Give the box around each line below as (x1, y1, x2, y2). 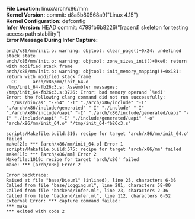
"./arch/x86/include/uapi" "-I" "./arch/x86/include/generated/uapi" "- (6, 110, 190, 116)
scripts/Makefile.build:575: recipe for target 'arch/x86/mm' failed (6, 146, 182, 152)
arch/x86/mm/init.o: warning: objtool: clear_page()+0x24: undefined (6, 48, 182, 54)
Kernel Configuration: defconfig (6, 18, 86, 24)
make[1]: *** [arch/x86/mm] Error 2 (6, 152, 97, 157)
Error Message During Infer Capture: (6, 37, 98, 43)
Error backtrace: (6, 172, 49, 178)
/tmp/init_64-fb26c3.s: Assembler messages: (6, 84, 118, 90)
